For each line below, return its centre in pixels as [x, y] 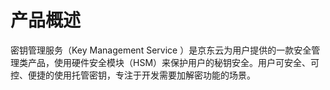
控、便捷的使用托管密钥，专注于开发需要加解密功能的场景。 [133, 75]
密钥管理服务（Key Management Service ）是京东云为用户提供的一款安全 [161, 50]
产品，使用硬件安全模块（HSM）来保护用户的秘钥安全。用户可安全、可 [173, 62]
